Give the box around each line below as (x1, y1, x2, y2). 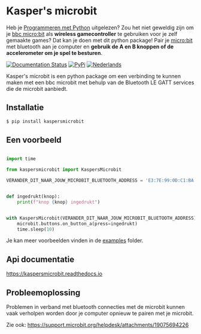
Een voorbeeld (6, 135, 62, 145)
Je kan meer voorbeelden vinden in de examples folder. (6, 237, 144, 244)
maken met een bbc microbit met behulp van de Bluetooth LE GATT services (6, 79, 194, 86)
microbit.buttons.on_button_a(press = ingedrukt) (17, 220, 138, 226)
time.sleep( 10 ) (17, 226, 55, 232)
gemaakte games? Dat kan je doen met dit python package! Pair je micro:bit (6, 36, 193, 44)
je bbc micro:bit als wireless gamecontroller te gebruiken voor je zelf (6, 30, 178, 37)
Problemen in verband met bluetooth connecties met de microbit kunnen (6, 304, 185, 311)
